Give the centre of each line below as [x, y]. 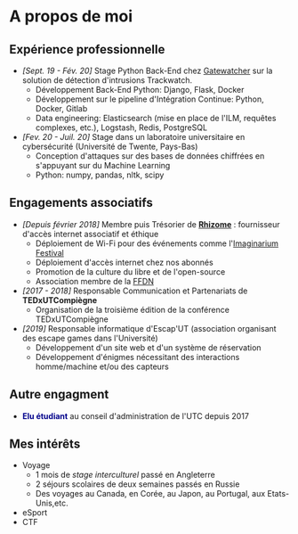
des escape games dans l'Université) [90, 338]
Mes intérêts [45, 444]
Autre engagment [59, 394]
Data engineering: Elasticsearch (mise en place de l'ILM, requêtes [156, 118]
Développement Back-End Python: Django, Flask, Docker [140, 90]
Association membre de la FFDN [94, 281]
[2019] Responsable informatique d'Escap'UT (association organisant [149, 328]
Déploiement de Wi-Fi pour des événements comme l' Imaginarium [157, 243]
